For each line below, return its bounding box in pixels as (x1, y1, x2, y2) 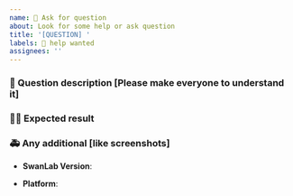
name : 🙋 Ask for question (9, 13, 106, 23)
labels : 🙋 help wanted (9, 38, 95, 48)
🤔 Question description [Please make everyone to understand (9, 77, 285, 89)
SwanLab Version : (22, 161, 93, 172)
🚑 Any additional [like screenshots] (9, 136, 170, 149)
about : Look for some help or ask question (9, 22, 176, 31)
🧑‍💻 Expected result (9, 112, 95, 125)
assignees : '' (9, 47, 63, 56)
